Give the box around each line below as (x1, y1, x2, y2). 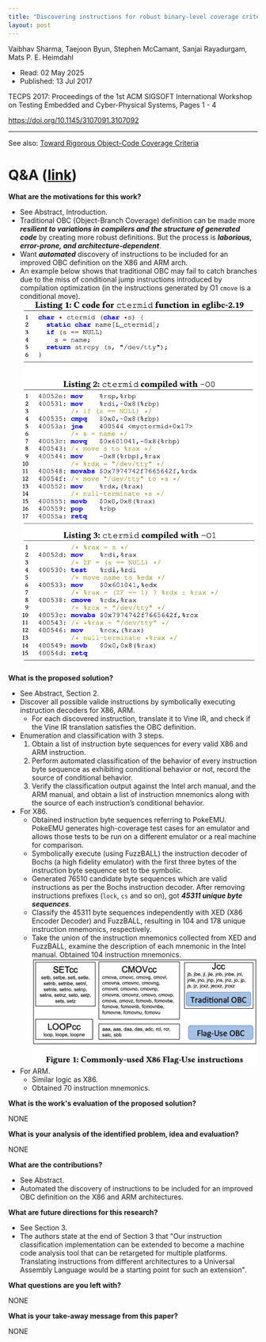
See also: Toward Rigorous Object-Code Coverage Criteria (8, 138, 199, 148)
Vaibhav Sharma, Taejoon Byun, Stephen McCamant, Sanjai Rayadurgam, (8, 44, 248, 53)
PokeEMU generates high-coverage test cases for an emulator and (31, 823, 250, 833)
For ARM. (19, 1066, 51, 1076)
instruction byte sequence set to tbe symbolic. (31, 865, 184, 875)
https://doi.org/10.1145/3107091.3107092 (8, 115, 139, 125)
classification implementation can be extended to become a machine (19, 1240, 245, 1249)
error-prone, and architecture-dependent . (19, 241, 161, 251)
